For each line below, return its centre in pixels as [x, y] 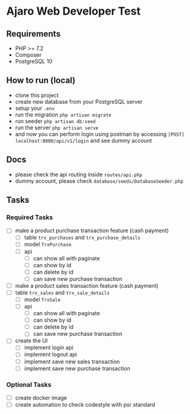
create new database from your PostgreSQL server [79, 101]
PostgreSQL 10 [34, 61]
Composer [28, 55]
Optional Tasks [29, 384]
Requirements [33, 34]
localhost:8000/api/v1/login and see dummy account [83, 140]
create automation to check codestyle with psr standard [85, 404]
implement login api [49, 348]
